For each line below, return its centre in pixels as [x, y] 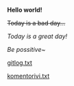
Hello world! [25, 10]
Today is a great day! [37, 36]
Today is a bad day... [36, 23]
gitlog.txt [20, 63]
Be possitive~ [26, 49]
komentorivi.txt [28, 76]
